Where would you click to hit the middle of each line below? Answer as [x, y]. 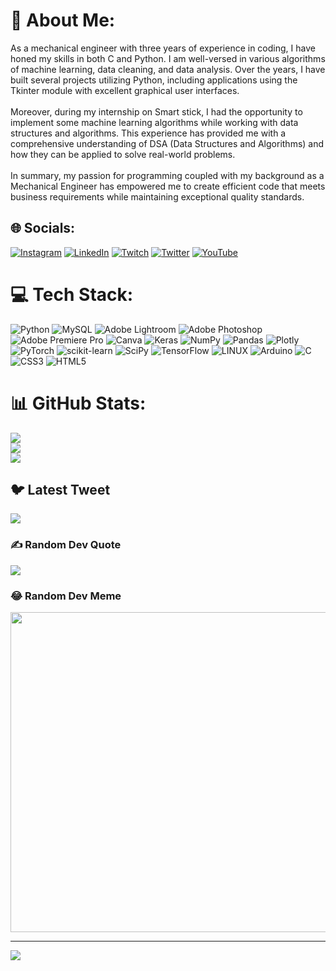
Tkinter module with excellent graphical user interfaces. [125, 90]
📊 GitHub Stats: [78, 403]
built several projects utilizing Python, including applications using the [154, 80]
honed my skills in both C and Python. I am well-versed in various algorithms [168, 58]
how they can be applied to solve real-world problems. [123, 154]
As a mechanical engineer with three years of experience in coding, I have [163, 48]
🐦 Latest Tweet [60, 490]
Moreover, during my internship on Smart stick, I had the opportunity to [156, 111]
